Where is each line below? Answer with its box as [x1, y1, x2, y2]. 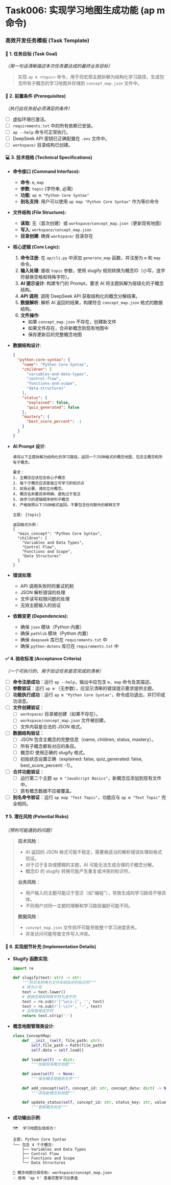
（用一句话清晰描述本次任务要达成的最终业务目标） [5, 63, 113, 69]
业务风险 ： [17, 879, 41, 885]
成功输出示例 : [12, 1114, 41, 1121]
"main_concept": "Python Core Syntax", [17, 531, 102, 536]
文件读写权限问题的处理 [20, 595, 70, 601]
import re [12, 966, 34, 971]
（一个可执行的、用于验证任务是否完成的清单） [5, 668, 104, 674]
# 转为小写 [22, 985, 42, 990]
